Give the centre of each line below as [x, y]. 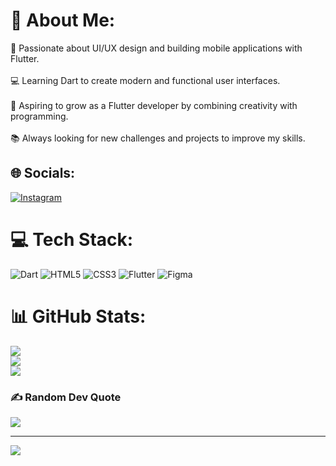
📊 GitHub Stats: [78, 316]
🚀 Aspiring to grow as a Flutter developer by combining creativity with [154, 105]
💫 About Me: [63, 20]
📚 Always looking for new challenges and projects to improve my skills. [158, 138]
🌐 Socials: [43, 173]
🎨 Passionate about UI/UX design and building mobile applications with [156, 48]
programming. [39, 116]
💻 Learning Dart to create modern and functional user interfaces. [145, 80]
